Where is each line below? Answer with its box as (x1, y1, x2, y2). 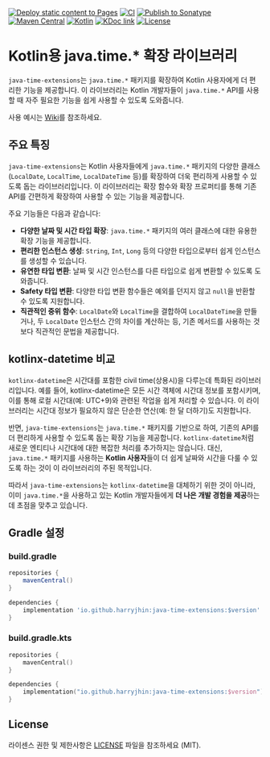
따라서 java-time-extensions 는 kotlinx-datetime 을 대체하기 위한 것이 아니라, (8, 480, 256, 489)
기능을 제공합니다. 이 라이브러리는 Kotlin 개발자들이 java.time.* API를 (22, 85, 245, 94)
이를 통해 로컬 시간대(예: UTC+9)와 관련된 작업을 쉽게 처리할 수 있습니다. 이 (8, 395, 245, 405)
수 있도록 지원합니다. (19, 296, 85, 306)
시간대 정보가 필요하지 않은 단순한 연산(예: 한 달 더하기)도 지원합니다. (35, 406, 252, 415)
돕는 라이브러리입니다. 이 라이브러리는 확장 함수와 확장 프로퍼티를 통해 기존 (22, 181, 257, 191)
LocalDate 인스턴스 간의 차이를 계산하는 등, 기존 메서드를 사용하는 (45, 316, 252, 326)
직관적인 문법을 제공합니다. (35, 327, 119, 336)
